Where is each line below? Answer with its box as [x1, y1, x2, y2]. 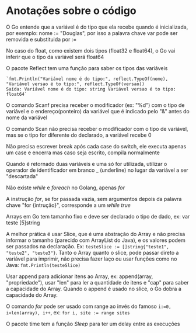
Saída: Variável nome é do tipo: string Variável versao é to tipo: [6, 86, 176, 92]
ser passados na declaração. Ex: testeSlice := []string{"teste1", [6, 242, 169, 249]
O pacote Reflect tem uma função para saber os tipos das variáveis [6, 64, 168, 71]
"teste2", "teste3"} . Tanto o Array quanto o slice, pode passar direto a [6, 249, 179, 256]
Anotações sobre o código [6, 4, 136, 18]
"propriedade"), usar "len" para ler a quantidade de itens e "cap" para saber [6, 279, 189, 286]
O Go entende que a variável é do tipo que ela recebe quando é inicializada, [6, 23, 188, 30]
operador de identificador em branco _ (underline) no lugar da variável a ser [6, 166, 188, 174]
